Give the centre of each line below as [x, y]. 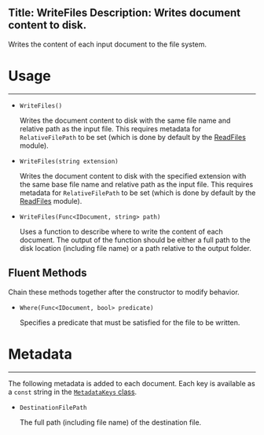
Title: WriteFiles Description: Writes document [125, 13]
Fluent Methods [48, 273]
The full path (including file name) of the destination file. [110, 422]
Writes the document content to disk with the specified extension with [133, 175]
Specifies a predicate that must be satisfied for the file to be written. [130, 323]
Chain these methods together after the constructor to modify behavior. [124, 292]
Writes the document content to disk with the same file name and [125, 120]
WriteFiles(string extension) [69, 161]
